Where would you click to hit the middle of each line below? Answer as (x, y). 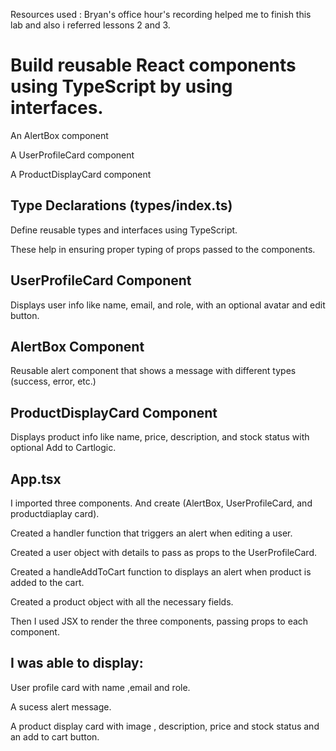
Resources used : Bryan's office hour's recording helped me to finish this (161, 14)
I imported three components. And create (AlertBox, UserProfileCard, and (161, 503)
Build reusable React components (153, 65)
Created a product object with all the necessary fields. (122, 602)
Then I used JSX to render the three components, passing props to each (159, 621)
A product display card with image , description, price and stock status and (165, 726)
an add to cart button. (55, 736)
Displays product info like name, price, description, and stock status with (160, 437)
